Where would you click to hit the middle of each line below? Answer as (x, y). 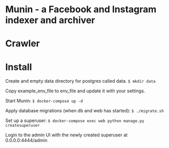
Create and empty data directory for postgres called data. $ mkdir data (80, 81)
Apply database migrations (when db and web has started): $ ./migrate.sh (84, 111)
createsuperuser (23, 126)
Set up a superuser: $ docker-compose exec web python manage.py (75, 120)
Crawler (23, 44)
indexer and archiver (50, 20)
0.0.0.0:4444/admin (26, 140)
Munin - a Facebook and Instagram (81, 9)
